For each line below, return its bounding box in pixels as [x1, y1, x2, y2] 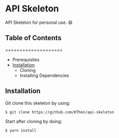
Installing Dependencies [19, 72, 69, 78]
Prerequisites [12, 57, 40, 63]
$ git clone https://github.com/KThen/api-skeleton [5, 110, 114, 115]
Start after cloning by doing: [5, 119, 62, 125]
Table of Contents [5, 34, 62, 42]
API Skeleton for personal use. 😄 [5, 19, 73, 25]
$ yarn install [5, 128, 37, 133]
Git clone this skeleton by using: [5, 100, 70, 106]
